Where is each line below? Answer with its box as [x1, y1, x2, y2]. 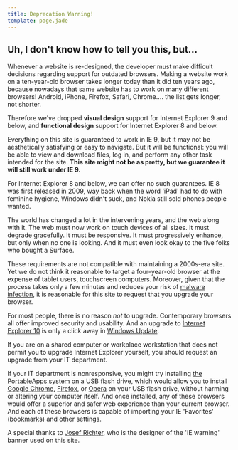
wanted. [7, 202, 31, 211]
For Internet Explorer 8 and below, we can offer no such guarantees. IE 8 [7, 179, 220, 188]
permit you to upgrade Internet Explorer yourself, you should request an [7, 348, 218, 357]
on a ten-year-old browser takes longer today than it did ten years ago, [7, 78, 215, 86]
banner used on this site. [7, 436, 80, 445]
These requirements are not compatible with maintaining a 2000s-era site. [7, 260, 225, 268]
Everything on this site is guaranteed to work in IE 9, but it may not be [7, 135, 211, 144]
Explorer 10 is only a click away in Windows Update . [7, 327, 160, 335]
